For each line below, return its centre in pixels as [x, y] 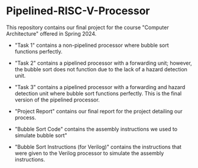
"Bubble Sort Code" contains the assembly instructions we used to [96, 129]
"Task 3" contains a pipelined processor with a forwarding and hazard [100, 87]
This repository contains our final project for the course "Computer [88, 27]
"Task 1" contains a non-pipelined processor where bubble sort [92, 45]
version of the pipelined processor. [57, 100]
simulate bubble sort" [41, 135]
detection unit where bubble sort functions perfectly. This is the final [98, 93]
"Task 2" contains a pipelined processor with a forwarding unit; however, [103, 63]
